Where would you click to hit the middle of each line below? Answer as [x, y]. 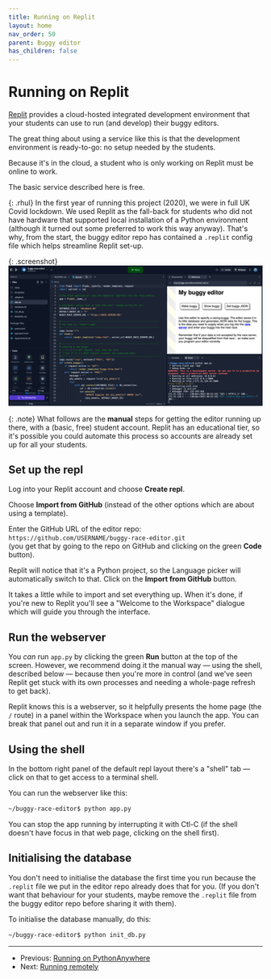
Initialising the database [70, 858]
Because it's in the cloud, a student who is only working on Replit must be [131, 163]
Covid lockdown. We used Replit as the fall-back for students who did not [130, 212]
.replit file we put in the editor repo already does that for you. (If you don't [134, 886]
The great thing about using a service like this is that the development [124, 139]
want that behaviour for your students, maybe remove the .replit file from [132, 895]
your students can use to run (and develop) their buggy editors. [114, 123]
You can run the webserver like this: [68, 793]
